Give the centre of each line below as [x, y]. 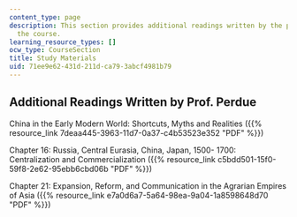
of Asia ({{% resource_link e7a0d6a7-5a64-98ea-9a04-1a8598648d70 [139, 195]
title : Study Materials [53, 58]
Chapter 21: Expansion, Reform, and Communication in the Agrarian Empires [148, 185]
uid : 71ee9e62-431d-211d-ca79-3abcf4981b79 [91, 67]
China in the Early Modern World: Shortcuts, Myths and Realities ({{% [136, 123]
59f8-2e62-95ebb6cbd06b [59, 168]
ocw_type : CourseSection [55, 50]
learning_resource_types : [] [63, 42]
